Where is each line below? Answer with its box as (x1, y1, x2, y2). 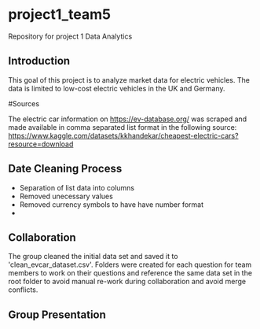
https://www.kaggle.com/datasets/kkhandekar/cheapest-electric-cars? (8, 131, 239, 140)
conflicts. (8, 285, 38, 294)
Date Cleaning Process (8, 162, 123, 176)
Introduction (8, 54, 71, 68)
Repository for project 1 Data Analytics (8, 31, 133, 41)
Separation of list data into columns (19, 183, 135, 192)
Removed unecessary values (19, 191, 114, 201)
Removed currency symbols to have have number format (19, 199, 204, 209)
